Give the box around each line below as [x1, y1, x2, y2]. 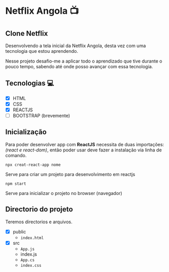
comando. [5, 152, 27, 158]
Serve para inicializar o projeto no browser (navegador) [5, 190, 122, 196]
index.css [20, 263, 42, 268]
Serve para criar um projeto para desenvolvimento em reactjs [5, 171, 135, 177]
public [12, 228, 26, 235]
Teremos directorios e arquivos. [5, 219, 73, 225]
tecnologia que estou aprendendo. [5, 48, 79, 54]
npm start [5, 181, 27, 186]
